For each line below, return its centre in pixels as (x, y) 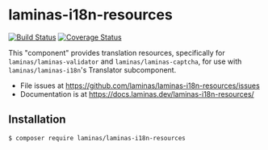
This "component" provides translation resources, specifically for (117, 52)
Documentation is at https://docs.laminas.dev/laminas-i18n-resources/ (137, 94)
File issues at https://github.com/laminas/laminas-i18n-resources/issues (140, 85)
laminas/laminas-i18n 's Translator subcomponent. (92, 69)
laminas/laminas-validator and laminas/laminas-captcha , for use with (125, 61)
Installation (37, 120)
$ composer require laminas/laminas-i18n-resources (97, 138)
